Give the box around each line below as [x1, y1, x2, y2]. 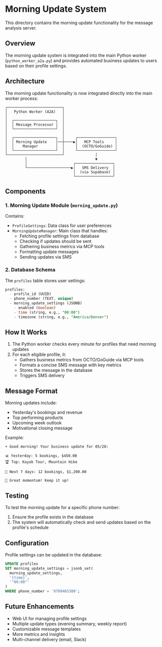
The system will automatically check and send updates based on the [12, 519, 151, 525]
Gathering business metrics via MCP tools [19, 244, 105, 250]
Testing [5, 491, 29, 500]
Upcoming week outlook [12, 420, 62, 426]
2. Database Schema [5, 266, 55, 273]
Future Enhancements [5, 602, 75, 611]
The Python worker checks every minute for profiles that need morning [12, 341, 156, 347]
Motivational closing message [12, 425, 73, 431]
